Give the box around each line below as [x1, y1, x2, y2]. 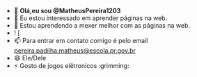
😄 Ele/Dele [13, 54, 47, 62]
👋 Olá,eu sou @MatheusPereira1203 [13, 7, 121, 15]
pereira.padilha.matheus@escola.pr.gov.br [13, 46, 136, 55]
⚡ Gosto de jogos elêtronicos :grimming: [13, 62, 129, 69]
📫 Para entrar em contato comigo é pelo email [13, 37, 148, 44]
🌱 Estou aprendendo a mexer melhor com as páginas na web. [13, 22, 190, 29]
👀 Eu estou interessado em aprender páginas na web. [13, 14, 168, 22]
